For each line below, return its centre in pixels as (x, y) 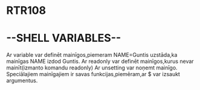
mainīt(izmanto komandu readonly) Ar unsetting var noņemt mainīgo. (92, 68)
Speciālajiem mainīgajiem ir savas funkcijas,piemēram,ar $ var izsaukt (93, 74)
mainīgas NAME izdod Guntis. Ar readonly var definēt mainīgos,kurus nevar (100, 62)
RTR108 (26, 11)
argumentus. (22, 81)
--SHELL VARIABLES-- (64, 38)
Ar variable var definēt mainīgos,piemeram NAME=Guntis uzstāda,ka (92, 55)
